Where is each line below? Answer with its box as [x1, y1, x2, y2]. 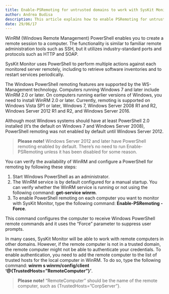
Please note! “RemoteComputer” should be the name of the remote [17, 277, 157, 284]
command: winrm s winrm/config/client [5, 262, 90, 269]
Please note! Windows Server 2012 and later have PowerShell [17, 138, 146, 144]
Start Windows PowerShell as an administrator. [12, 174, 110, 180]
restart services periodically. [5, 71, 64, 78]
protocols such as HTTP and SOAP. [5, 51, 79, 57]
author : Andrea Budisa [5, 12, 53, 17]
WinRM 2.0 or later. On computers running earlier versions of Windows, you [5, 92, 162, 98]
